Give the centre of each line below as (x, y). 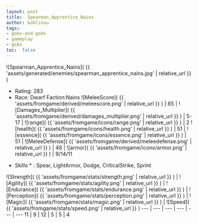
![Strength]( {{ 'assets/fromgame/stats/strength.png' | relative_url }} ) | (92, 177)
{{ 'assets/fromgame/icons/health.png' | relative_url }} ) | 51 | (111, 128)
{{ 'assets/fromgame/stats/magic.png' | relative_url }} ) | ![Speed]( (109, 202)
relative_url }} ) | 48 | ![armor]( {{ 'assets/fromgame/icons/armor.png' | (101, 147)
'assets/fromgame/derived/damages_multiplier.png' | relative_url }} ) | (100, 116)
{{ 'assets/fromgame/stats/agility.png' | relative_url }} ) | (97, 183)
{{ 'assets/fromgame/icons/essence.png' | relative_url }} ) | (114, 135)
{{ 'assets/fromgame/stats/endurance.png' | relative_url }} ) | (114, 189)
